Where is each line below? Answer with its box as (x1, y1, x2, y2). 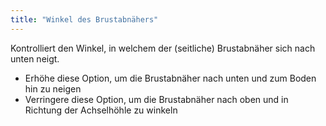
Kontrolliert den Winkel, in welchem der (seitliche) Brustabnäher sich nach (10, 42, 316, 54)
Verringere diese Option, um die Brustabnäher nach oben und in (24, 93, 289, 105)
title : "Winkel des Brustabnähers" (10, 14, 159, 25)
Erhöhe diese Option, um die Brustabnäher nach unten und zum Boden (24, 72, 317, 84)
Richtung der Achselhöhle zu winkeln (24, 104, 178, 116)
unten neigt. (10, 52, 60, 65)
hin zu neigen (24, 82, 82, 95)
